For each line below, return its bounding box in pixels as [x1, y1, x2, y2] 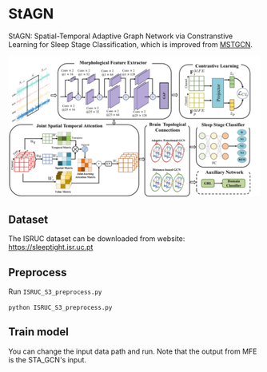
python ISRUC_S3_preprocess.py [8, 304, 113, 312]
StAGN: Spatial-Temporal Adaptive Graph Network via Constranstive [8, 31, 233, 41]
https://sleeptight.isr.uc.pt [8, 243, 94, 252]
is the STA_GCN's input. [8, 354, 86, 364]
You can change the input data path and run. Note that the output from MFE [8, 346, 257, 356]
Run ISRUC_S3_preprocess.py [8, 287, 102, 296]
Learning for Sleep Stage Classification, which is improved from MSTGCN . [8, 39, 253, 49]
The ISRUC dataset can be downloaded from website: [8, 234, 185, 243]
